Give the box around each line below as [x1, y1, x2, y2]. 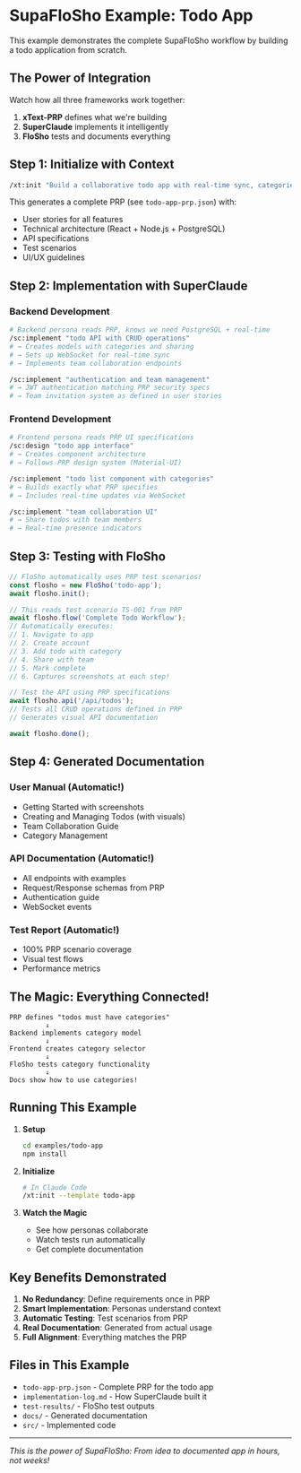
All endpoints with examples [21, 872, 127, 883]
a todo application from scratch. [9, 44, 127, 55]
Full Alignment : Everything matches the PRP [21, 1332, 187, 1343]
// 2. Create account [9, 638, 90, 648]
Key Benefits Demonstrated [9, 1269, 168, 1285]
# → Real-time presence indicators [9, 524, 142, 533]
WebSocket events [21, 901, 92, 912]
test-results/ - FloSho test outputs [21, 1400, 155, 1411]
